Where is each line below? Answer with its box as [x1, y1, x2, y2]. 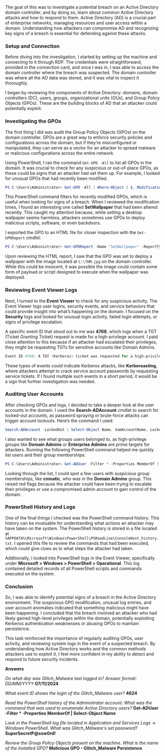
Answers [5, 666, 24, 672]
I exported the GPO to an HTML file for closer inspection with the [5, 230, 137, 236]
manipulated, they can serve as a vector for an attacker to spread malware [5, 145, 156, 151]
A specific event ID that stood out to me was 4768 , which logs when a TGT [5, 328, 157, 334]
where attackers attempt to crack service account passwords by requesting [5, 368, 159, 374]
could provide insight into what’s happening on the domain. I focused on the [5, 308, 159, 314]
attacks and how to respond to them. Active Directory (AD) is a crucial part [5, 15, 156, 20]
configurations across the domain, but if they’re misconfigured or [5, 139, 137, 145]
